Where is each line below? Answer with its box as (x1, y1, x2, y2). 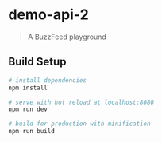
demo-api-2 (8, 6, 89, 24)
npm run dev (8, 105, 48, 113)
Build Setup (8, 55, 67, 69)
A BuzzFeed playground (27, 32, 107, 41)
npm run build (8, 128, 56, 136)
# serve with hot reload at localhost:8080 (8, 98, 155, 106)
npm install (8, 84, 48, 92)
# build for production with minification (8, 120, 151, 128)
